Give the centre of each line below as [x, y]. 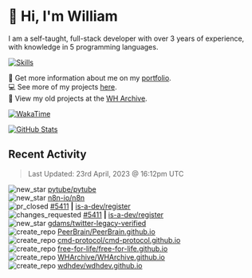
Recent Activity [47, 155]
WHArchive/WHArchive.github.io [111, 257]
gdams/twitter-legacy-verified [97, 223]
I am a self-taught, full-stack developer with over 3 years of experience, [126, 38]
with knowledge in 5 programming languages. [83, 46]
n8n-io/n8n [66, 197]
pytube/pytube [72, 189]
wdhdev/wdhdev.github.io [100, 265]
